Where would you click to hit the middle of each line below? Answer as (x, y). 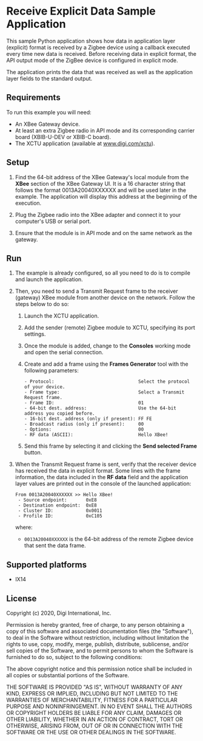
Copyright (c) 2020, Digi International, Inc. (59, 613)
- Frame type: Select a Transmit (104, 392)
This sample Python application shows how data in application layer (91, 41)
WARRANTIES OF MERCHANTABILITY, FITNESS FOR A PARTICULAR (92, 700)
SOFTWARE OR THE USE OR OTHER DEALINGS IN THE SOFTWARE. (91, 732)
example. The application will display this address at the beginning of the (106, 196)
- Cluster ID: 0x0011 (60, 511)
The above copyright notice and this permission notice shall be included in (99, 669)
